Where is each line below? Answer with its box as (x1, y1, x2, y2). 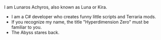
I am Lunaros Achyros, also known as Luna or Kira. (4, 4, 108, 10)
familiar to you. (11, 24, 42, 30)
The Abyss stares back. (11, 30, 60, 35)
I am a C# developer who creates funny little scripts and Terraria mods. (11, 14, 156, 19)
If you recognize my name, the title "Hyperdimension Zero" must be (11, 19, 149, 25)
